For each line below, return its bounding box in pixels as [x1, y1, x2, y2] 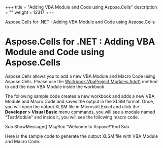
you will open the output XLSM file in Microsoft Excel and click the [5, 103, 139, 110]
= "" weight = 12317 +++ [5, 9, 55, 15]
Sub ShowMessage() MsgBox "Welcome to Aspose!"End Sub [5, 123, 130, 129]
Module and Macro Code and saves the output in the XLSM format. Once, [5, 98, 154, 104]
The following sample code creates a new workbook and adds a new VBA [5, 93, 155, 99]
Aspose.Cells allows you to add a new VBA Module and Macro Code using [5, 73, 156, 79]
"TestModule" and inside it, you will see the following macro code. [5, 114, 139, 120]
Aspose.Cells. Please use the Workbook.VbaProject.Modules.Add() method [5, 78, 158, 84]
